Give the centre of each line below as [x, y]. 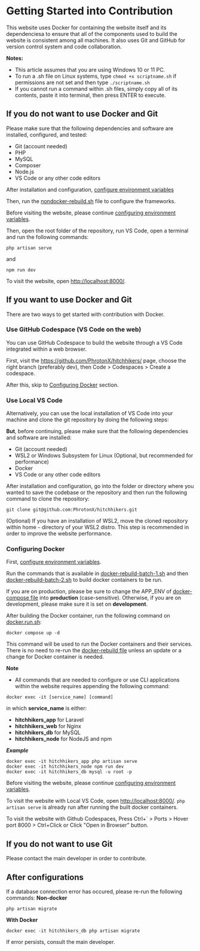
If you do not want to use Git [59, 844]
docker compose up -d [33, 633]
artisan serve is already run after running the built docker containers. [92, 807]
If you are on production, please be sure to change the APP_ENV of [89, 591]
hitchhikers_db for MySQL [48, 732]
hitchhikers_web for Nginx [48, 726]
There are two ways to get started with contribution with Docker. [85, 314]
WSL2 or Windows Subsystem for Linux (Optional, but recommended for [104, 456]
